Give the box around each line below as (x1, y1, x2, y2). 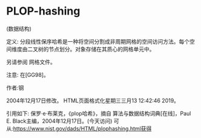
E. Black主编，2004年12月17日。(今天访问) (6, 117, 113, 125)
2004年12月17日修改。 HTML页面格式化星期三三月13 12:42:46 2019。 (6, 97, 180, 104)
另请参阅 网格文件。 (6, 58, 56, 65)
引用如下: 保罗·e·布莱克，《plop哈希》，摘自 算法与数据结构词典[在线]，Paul (6, 110, 191, 117)
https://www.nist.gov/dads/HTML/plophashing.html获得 (13, 125, 152, 132)
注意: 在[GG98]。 (6, 71, 50, 78)
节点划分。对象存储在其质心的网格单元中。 (48, 45, 155, 53)
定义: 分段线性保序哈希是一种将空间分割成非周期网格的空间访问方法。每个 (6, 38, 189, 45)
